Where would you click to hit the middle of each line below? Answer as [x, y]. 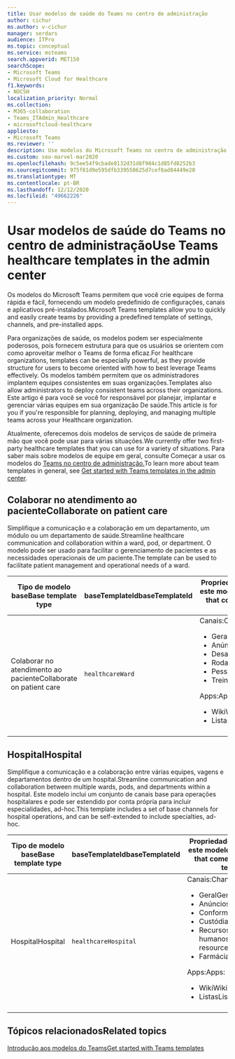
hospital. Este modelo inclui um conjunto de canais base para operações [112, 794]
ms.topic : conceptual [39, 46]
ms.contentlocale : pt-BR [43, 183]
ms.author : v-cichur [37, 27]
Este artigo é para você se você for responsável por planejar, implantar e [112, 398]
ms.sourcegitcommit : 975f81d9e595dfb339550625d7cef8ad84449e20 [101, 170]
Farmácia [214, 956]
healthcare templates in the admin [109, 261]
